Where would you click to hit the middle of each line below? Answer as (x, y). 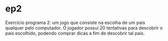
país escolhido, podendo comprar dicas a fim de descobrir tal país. (75, 33)
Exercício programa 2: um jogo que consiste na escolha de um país (75, 22)
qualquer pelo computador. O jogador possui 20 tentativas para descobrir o (84, 27)
